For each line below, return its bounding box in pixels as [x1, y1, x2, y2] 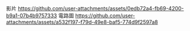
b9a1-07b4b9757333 [6, 12, 57, 19]
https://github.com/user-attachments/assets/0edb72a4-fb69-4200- [17, 5, 184, 11]
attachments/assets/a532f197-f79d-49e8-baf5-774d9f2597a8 [6, 19, 158, 25]
